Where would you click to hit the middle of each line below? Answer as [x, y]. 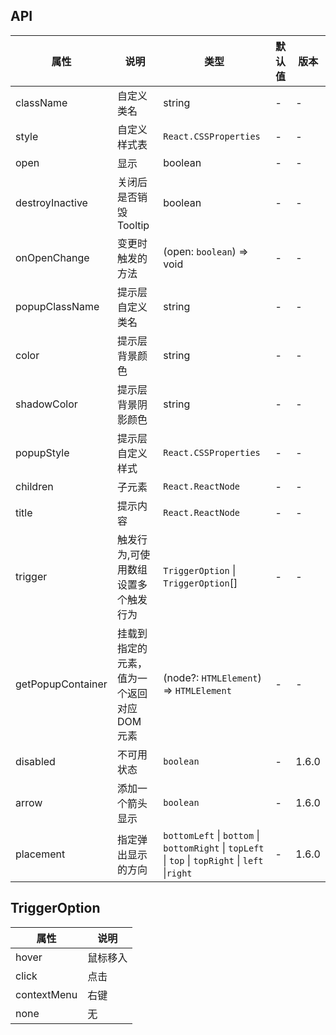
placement [40, 854]
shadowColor [46, 404]
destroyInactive [51, 202]
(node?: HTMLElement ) [212, 677]
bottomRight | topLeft [214, 847]
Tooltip [133, 225]
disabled [35, 761]
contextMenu [46, 994]
